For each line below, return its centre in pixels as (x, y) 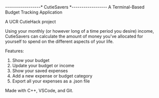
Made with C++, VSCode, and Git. (39, 90)
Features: (15, 51)
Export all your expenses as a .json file (51, 81)
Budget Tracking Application (34, 12)
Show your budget (31, 60)
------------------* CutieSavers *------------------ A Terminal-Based (75, 7)
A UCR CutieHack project (31, 22)
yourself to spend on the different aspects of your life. (59, 41)
